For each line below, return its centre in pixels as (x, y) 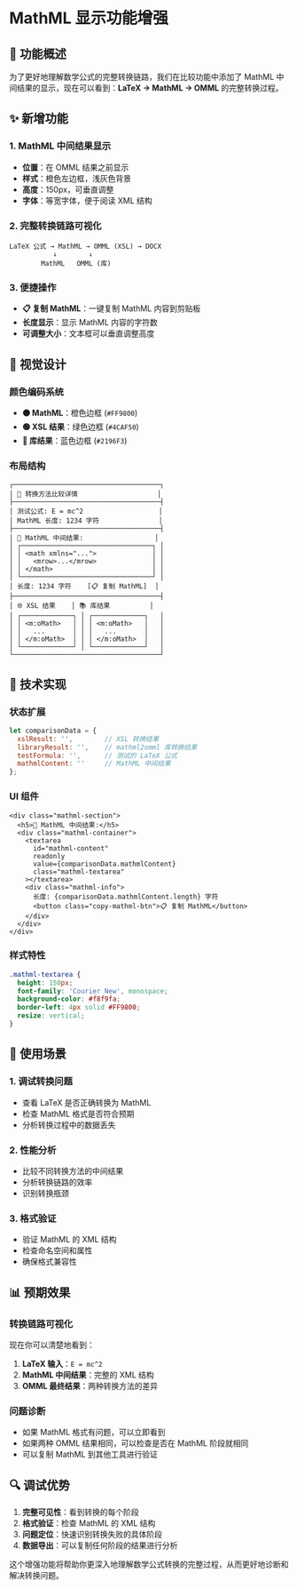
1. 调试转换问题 (41, 1082)
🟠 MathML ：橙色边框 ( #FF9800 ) (80, 412)
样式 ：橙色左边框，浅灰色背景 (76, 178)
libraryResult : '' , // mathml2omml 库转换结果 (107, 747)
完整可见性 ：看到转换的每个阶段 (80, 1512)
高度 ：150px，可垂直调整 (68, 189)
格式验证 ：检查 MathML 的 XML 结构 (89, 1523)
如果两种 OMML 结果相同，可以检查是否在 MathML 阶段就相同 (135, 1443)
